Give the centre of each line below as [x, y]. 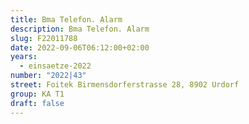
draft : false [37, 103]
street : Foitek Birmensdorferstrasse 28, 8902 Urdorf [125, 85]
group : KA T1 [37, 94]
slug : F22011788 [44, 38]
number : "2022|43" [48, 76]
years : [24, 57]
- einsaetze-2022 [55, 66]
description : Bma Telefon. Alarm [80, 29]
